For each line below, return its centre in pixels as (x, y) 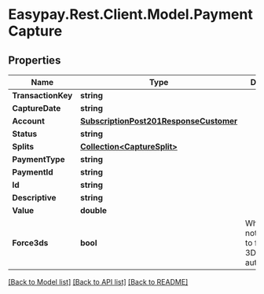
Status (25, 134)
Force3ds (30, 243)
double (93, 210)
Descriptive (34, 198)
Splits (23, 147)
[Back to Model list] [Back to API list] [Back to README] (98, 282)
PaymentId (33, 172)
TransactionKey (42, 96)
